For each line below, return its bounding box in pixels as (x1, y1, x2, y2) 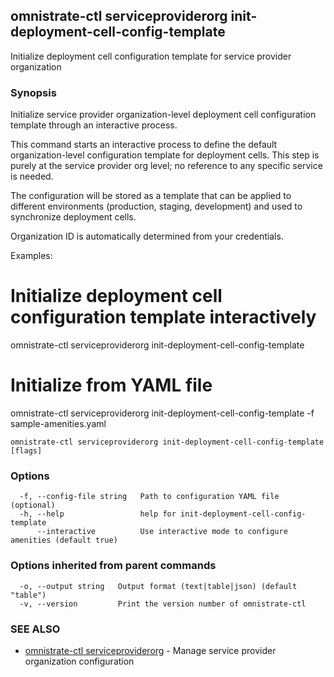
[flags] (10, 445, 43, 456)
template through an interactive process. (10, 119, 178, 131)
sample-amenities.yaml (10, 417, 107, 429)
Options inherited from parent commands (10, 559, 217, 573)
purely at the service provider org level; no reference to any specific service (10, 160, 323, 172)
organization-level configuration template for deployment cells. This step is (10, 149, 320, 161)
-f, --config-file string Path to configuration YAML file (19, 492, 280, 502)
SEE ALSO (10, 622, 61, 636)
